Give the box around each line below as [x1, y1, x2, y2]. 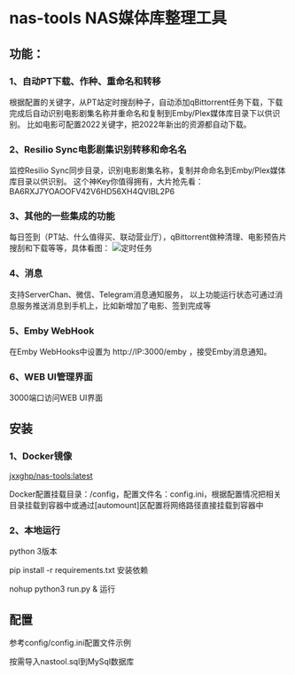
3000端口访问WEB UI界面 [9, 392, 104, 404]
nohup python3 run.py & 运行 [9, 584, 116, 594]
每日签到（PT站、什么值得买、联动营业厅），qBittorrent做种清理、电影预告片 [9, 232, 288, 242]
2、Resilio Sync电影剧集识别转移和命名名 [9, 143, 188, 155]
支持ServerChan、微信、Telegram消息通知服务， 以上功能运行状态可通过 [9, 289, 276, 300]
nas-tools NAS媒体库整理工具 [9, 8, 228, 28]
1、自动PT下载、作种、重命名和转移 [9, 75, 161, 87]
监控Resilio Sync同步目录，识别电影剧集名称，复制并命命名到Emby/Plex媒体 [9, 165, 286, 176]
